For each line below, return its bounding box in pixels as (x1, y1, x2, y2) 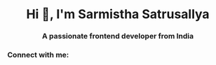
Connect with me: (7, 50, 69, 60)
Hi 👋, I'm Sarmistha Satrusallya (26, 6, 210, 22)
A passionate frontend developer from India (41, 31, 194, 41)
